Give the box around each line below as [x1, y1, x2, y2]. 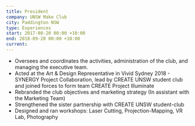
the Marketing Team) [14, 94, 66, 101]
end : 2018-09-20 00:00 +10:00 [6, 36, 81, 42]
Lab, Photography [14, 113, 58, 120]
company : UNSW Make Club [6, 14, 67, 20]
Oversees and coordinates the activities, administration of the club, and [14, 57, 189, 64]
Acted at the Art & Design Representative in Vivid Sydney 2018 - [14, 70, 170, 77]
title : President [6, 8, 49, 15]
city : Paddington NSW [6, 19, 60, 25]
